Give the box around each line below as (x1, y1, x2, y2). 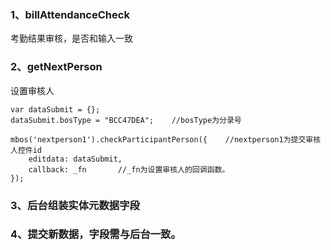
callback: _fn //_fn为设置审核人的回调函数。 (28, 164, 230, 175)
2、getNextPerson (10, 60, 103, 74)
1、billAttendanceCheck (10, 7, 130, 21)
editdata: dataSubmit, (28, 154, 123, 164)
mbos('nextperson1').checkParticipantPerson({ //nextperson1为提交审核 (10, 134, 322, 145)
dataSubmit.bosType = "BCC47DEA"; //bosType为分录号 (10, 115, 242, 125)
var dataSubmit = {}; (10, 104, 101, 115)
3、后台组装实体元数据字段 (10, 198, 140, 212)
